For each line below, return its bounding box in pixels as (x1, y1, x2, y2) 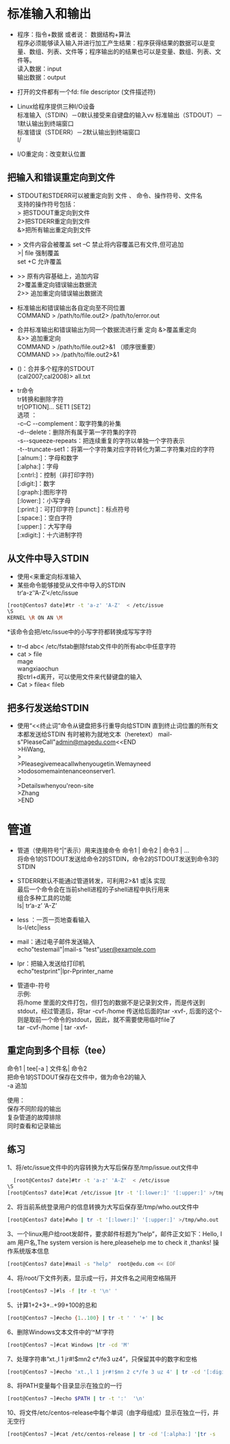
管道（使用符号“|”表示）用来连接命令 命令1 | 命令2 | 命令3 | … (16, 846, 190, 854)
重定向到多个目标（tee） (7, 1045, 112, 1057)
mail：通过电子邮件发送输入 (16, 937, 95, 946)
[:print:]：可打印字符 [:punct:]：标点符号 (16, 505, 130, 513)
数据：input (29, 64, 62, 73)
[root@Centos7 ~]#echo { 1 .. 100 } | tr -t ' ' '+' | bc (7, 1314, 164, 1321)
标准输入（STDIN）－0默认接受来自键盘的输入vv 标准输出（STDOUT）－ (16, 110, 222, 119)
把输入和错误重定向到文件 (7, 172, 115, 184)
